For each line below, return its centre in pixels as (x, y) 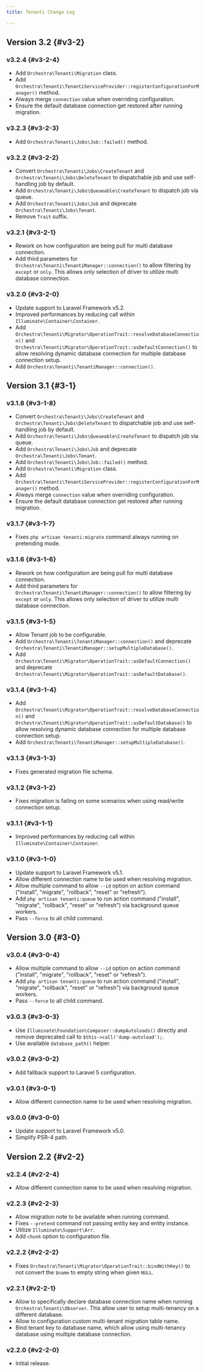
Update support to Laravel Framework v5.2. (70, 308)
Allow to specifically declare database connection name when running (104, 1301)
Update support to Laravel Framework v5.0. (70, 1131)
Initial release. (33, 1363)
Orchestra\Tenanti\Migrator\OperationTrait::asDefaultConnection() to (106, 347)
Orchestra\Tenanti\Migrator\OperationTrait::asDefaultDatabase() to (103, 723)
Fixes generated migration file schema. (64, 772)
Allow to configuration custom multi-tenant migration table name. (97, 1321)
